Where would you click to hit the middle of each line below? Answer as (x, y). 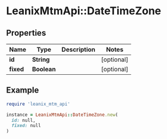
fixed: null (26, 126)
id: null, (23, 120)
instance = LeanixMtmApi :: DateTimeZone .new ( (62, 115)
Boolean (44, 69)
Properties (26, 33)
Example (23, 90)
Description (78, 50)
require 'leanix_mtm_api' (38, 104)
